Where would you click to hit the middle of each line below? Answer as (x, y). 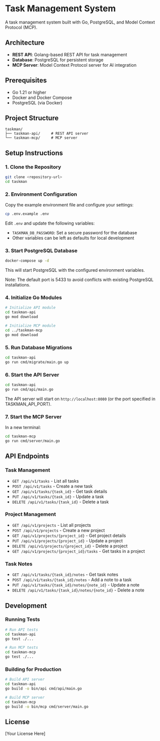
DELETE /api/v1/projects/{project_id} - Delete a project (70, 546)
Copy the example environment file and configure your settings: (69, 205)
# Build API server (25, 680)
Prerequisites (26, 81)
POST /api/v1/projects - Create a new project (58, 530)
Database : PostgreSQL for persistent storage (58, 60)
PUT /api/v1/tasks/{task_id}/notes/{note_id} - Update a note (76, 585)
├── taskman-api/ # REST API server (47, 134)
